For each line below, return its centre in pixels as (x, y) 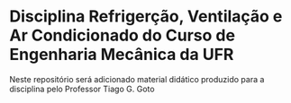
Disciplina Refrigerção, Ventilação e (146, 17)
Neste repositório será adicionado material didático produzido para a (137, 79)
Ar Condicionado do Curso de (123, 35)
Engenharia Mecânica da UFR (122, 55)
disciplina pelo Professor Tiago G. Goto (82, 89)
